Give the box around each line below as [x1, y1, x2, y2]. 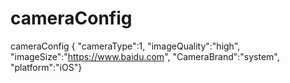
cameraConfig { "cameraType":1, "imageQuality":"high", [10, 40, 241, 52]
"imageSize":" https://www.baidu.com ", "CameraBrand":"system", [10, 50, 280, 62]
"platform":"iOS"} [10, 61, 83, 73]
